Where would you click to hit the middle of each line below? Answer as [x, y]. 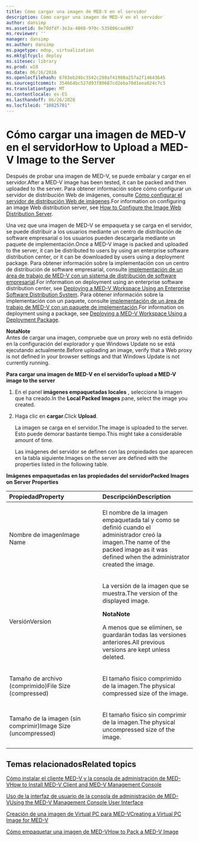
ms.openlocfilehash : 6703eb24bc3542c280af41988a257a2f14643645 [86, 78]
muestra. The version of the [140, 593]
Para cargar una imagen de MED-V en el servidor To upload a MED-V [91, 375]
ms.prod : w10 [22, 67]
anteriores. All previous [134, 642]
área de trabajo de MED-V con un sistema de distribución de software [91, 276]
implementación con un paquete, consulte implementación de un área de [95, 301]
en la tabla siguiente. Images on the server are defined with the [91, 458]
